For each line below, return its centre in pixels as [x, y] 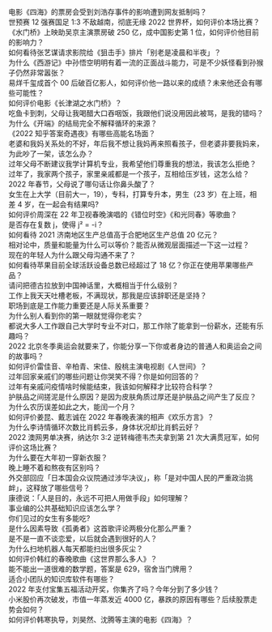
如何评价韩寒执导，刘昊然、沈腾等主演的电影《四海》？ [100, 619]
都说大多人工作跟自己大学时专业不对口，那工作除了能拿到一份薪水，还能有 [132, 326]
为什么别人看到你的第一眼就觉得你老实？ [76, 316]
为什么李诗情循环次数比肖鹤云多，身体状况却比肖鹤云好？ [104, 427]
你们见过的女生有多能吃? [49, 518]
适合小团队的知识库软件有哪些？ [62, 579]
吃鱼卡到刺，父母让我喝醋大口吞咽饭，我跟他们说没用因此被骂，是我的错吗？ [136, 113]
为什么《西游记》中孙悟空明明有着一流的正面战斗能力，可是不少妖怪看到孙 [132, 62]
